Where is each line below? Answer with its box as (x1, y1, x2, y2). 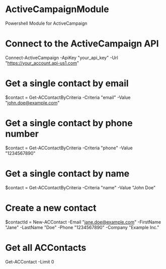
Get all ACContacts (5, 242, 87, 253)
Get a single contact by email (5, 78, 129, 89)
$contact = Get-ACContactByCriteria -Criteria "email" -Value (5, 94, 131, 100)
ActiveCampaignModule (5, 4, 109, 15)
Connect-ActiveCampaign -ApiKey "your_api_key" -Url (5, 55, 118, 61)
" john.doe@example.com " (5, 99, 60, 105)
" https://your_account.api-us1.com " (5, 60, 79, 66)
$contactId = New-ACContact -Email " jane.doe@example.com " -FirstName (5, 219, 161, 225)
